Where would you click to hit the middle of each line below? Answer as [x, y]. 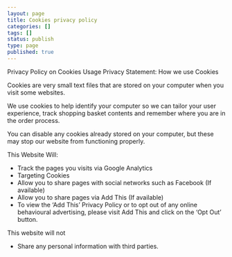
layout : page [26, 13]
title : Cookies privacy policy [52, 20]
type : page [23, 46]
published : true [30, 53]
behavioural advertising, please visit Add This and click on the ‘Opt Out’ [119, 212]
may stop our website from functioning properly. [76, 141]
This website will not [36, 233]
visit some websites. [36, 92]
